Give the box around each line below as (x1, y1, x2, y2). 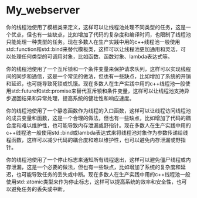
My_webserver (6, 4, 80, 17)
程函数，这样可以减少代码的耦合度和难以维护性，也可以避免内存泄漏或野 (6, 136, 181, 144)
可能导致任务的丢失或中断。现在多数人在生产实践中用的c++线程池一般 (21, 170, 191, 177)
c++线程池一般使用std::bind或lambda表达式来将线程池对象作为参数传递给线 (6, 129, 189, 136)
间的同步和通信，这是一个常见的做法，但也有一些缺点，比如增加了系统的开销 (6, 73, 191, 80)
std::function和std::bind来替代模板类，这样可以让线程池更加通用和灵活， (6, 45, 181, 53)
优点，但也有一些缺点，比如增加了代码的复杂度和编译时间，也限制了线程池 (11, 30, 191, 38)
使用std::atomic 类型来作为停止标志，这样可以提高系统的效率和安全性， (6, 178, 177, 185)
